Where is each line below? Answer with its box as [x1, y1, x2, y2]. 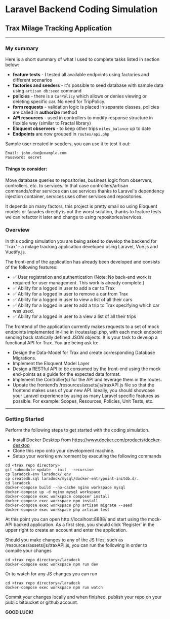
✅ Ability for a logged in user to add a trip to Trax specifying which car [12, 302, 160, 308]
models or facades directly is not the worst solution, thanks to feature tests [5, 208, 161, 214]
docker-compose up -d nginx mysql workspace [5, 490, 101, 495]
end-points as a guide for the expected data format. [12, 371, 121, 377]
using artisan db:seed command [12, 88, 82, 94]
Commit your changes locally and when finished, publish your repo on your [5, 594, 162, 600]
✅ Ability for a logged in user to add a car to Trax [12, 285, 115, 291]
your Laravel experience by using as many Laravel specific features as [12, 393, 160, 399]
